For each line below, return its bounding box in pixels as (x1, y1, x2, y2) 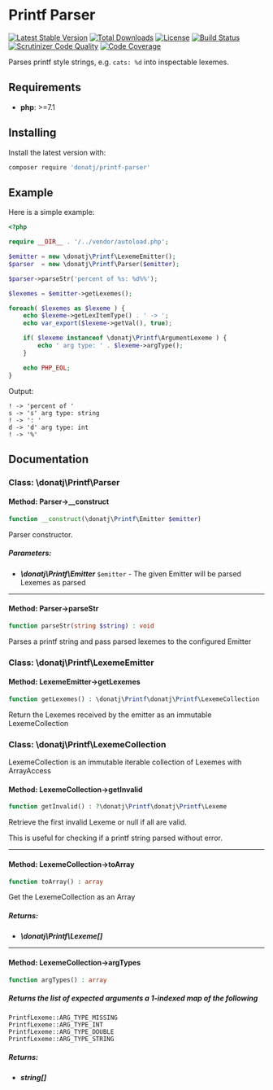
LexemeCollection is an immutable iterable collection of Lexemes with (8, 757, 242, 767)
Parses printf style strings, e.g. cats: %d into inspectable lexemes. (8, 57, 229, 67)
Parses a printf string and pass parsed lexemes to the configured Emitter (8, 637, 252, 646)
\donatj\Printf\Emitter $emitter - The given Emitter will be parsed (19, 568, 242, 579)
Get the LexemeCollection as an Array (8, 892, 136, 902)
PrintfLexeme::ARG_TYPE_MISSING (8, 1013, 118, 1022)
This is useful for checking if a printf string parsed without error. (8, 833, 223, 843)
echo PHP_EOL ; (23, 364, 71, 372)
